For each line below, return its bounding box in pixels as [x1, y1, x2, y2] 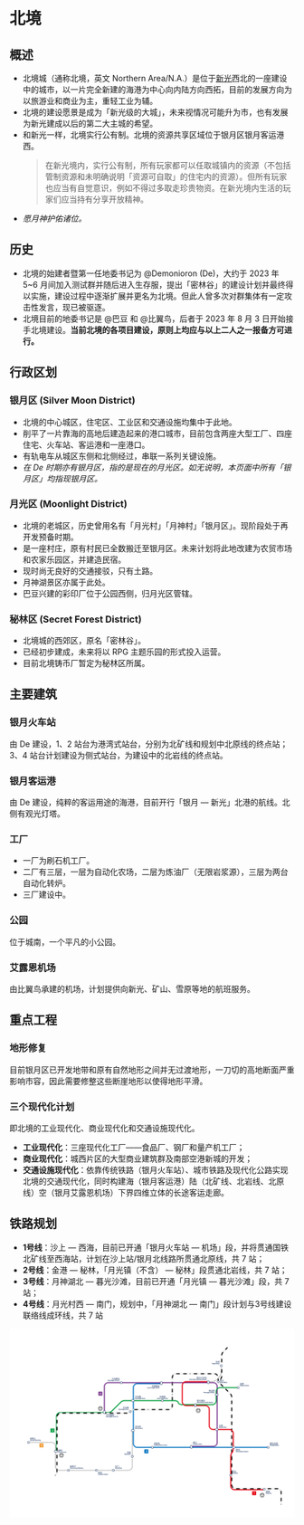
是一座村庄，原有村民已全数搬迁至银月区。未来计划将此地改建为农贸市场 [22, 542, 292, 553]
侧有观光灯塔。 [9, 808, 65, 819]
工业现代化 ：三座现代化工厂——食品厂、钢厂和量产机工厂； [22, 1141, 245, 1152]
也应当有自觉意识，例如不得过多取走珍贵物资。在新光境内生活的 [44, 183, 283, 193]
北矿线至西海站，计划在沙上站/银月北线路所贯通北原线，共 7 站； [22, 1253, 265, 1263]
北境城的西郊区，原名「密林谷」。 [22, 635, 147, 646]
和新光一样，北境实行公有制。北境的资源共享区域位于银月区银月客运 [22, 129, 277, 140]
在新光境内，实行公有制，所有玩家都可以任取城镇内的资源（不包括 [44, 160, 291, 170]
